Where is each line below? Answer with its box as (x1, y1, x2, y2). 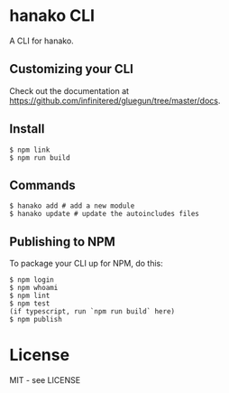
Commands (9, 177, 77, 192)
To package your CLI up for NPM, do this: (9, 258, 164, 269)
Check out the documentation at (9, 85, 129, 96)
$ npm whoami (9, 284, 59, 293)
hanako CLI (9, 5, 96, 26)
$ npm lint (9, 291, 50, 301)
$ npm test (9, 299, 50, 308)
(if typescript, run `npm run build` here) (9, 307, 176, 316)
